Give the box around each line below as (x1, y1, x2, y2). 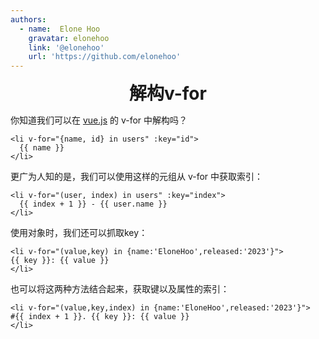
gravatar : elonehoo (28, 33, 110, 43)
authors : (10, 14, 47, 25)
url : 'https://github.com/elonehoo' (28, 52, 182, 62)
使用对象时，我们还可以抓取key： (10, 227, 148, 239)
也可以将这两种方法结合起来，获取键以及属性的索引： (10, 283, 230, 295)
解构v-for (129, 82, 207, 105)
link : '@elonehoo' (28, 42, 105, 53)
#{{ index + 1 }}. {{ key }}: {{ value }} (10, 312, 190, 322)
